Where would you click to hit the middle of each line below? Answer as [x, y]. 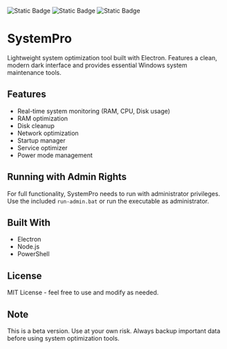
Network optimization [48, 133]
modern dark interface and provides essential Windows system [98, 65]
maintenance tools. [34, 72]
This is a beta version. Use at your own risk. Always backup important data [114, 331]
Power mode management [55, 155]
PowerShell [33, 254]
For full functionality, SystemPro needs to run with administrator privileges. [113, 193]
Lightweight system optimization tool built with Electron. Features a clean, [112, 57]
